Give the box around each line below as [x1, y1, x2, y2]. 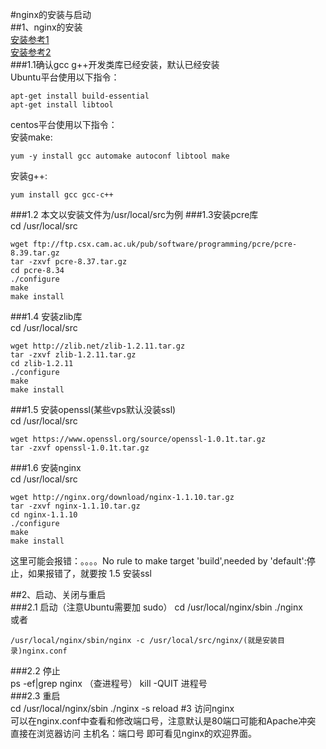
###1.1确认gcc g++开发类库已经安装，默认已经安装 [10, 59, 220, 70]
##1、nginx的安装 [10, 21, 83, 33]
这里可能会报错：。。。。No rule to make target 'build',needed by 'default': [10, 555, 307, 567]
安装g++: [10, 170, 48, 182]
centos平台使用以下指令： [10, 119, 118, 130]
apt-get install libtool [10, 100, 114, 110]
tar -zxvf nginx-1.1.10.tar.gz [10, 501, 141, 511]
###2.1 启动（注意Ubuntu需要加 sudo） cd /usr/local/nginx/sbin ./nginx [10, 601, 303, 613]
